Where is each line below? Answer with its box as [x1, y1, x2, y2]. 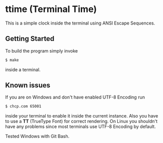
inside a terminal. [5, 66, 41, 72]
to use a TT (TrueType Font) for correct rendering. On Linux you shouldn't [5, 118, 158, 124]
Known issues [5, 81, 51, 89]
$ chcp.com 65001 [5, 104, 42, 109]
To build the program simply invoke [5, 47, 78, 53]
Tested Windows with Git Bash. [5, 133, 70, 139]
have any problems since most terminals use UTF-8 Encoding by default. [5, 123, 156, 129]
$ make [5, 57, 19, 62]
